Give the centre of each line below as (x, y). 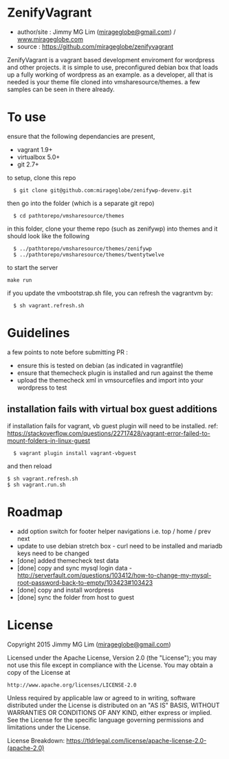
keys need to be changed (53, 553)
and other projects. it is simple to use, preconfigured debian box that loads (113, 67)
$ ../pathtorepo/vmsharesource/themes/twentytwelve (89, 254)
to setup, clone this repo (42, 177)
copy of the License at (39, 672)
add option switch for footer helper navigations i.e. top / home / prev (114, 531)
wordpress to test (42, 387)
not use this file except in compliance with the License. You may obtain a (110, 665)
